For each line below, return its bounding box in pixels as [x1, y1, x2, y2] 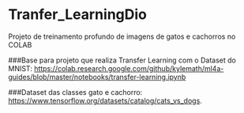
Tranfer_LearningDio [8, 6, 148, 24]
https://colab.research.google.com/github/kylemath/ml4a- [34, 63, 224, 73]
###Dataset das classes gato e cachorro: [8, 87, 143, 96]
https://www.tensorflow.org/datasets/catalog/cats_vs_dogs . [8, 96, 203, 105]
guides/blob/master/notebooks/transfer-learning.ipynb [8, 72, 186, 81]
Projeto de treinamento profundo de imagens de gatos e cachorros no [8, 32, 236, 41]
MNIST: [8, 63, 33, 73]
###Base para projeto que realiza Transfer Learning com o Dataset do [8, 55, 237, 65]
